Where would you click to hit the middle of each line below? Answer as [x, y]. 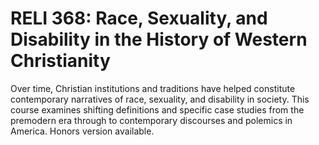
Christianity [60, 61]
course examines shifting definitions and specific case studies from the [157, 109]
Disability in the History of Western [159, 39]
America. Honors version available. [82, 131]
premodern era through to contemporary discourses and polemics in [151, 120]
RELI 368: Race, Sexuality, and [139, 18]
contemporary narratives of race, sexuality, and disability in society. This [160, 99]
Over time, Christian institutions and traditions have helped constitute [153, 88]
